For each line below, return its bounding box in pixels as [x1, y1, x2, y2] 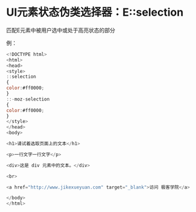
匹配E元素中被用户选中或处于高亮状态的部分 [6, 26, 116, 34]
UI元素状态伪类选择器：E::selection [6, 5, 184, 19]
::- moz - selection [6, 96, 50, 102]
